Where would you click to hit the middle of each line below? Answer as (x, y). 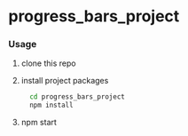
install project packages (65, 81)
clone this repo (48, 63)
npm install (51, 105)
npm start (39, 123)
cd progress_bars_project (77, 97)
